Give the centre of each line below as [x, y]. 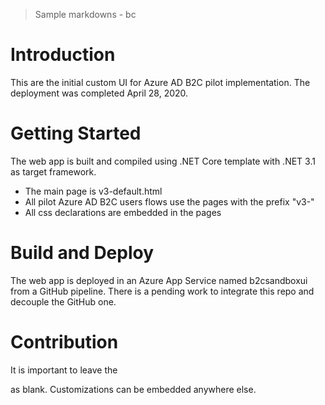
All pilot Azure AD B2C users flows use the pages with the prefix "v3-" [169, 201]
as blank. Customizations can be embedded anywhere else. [133, 389]
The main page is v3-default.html [93, 191]
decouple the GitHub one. [63, 301]
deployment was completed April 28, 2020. [99, 93]
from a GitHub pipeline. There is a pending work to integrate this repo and [162, 291]
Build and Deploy [82, 253]
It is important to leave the [64, 370]
